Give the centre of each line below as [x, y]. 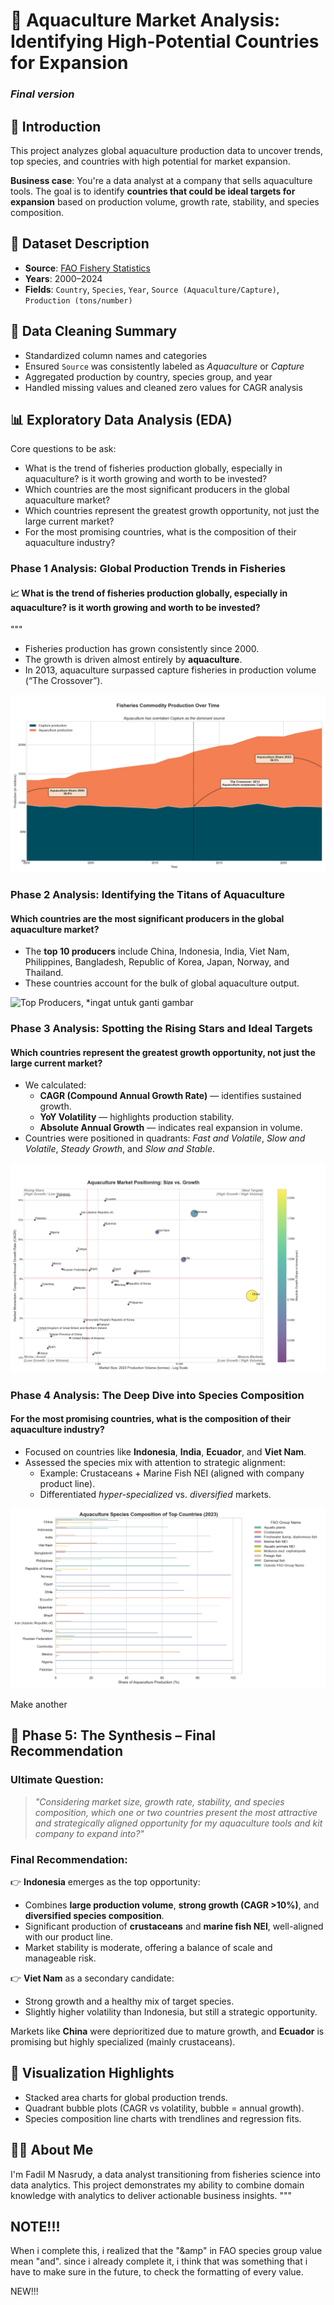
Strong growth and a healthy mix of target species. [129, 2001]
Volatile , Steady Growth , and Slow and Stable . [120, 1149]
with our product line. [68, 1936]
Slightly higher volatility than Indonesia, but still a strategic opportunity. [171, 2011]
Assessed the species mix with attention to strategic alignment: [155, 1463]
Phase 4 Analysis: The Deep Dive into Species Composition [157, 1395]
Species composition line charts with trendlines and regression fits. [163, 2118]
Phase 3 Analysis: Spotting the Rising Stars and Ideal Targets [161, 1029]
